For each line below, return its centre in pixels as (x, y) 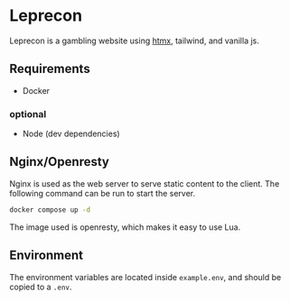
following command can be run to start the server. (103, 193)
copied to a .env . (41, 287)
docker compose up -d (50, 210)
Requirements (50, 69)
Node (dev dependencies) (71, 134)
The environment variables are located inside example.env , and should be (145, 277)
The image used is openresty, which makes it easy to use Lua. (125, 227)
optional (28, 114)
